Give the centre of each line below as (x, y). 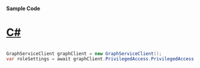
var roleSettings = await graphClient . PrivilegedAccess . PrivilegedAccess (100, 59)
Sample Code (23, 8)
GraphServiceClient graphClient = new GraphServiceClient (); (84, 54)
